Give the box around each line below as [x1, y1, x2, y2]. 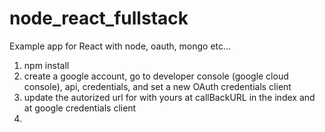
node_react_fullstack [9, 7, 189, 30]
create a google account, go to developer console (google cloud [23, 70, 289, 82]
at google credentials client [23, 102, 137, 114]
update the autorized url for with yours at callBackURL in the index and [23, 91, 316, 103]
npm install [23, 59, 70, 71]
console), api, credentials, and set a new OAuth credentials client [23, 80, 292, 92]
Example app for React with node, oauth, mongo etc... [9, 40, 232, 52]
